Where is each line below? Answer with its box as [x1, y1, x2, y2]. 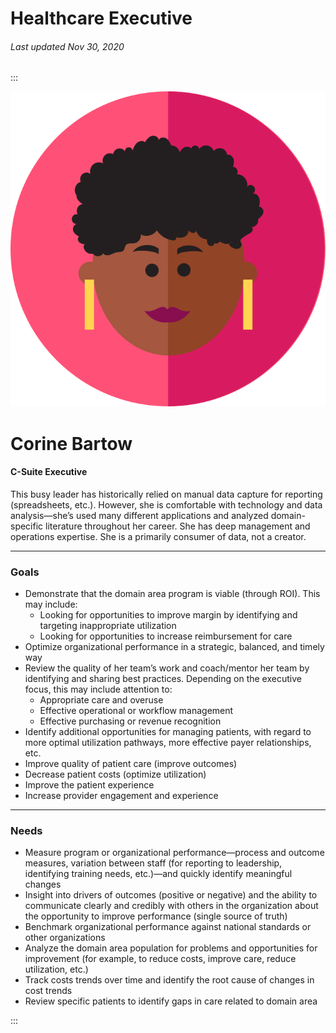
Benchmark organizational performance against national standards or [24, 921, 312, 933]
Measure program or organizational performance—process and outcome [24, 847, 325, 859]
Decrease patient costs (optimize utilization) [24, 768, 207, 781]
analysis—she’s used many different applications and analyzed [10, 509, 269, 521]
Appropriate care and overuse [39, 694, 164, 706]
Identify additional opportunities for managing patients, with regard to [24, 726, 312, 738]
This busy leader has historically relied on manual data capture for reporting [10, 488, 323, 500]
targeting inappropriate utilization [39, 620, 177, 632]
